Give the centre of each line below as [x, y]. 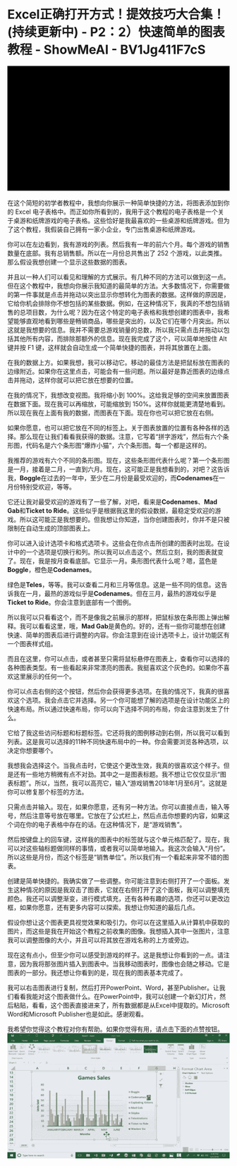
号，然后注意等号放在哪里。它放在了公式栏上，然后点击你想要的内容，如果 [115, 816]
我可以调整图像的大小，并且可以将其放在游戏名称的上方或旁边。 [100, 940]
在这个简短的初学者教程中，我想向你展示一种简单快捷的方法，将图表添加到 [115, 203]
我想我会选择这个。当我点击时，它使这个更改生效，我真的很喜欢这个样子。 [115, 765]
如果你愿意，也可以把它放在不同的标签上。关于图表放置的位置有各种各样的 [115, 428]
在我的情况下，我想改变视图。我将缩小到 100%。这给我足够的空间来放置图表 [119, 395]
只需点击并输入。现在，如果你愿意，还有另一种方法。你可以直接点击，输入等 [119, 807]
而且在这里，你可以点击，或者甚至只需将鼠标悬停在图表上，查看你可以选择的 [119, 659]
